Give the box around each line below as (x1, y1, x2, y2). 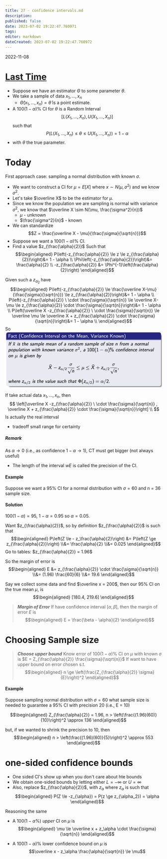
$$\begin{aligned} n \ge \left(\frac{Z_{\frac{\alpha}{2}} (24, 669, 138, 675)
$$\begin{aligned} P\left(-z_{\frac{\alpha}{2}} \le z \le (15, 251, 126, 257)
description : (5, 13, 32, 18)
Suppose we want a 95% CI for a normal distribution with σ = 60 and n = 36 (5, 485, 161, 491)
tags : (5, 29, 16, 34)
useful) (5, 453, 20, 459)
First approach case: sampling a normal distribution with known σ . (5, 173, 141, 179)
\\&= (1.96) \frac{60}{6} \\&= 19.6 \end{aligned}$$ (32, 571, 135, 577)
